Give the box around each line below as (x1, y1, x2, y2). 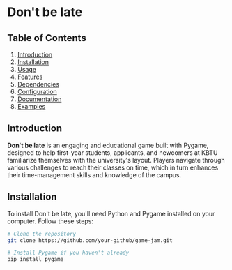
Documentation (17, 95, 62, 103)
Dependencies (17, 80, 60, 88)
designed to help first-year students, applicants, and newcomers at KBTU (7, 148, 218, 157)
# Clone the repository (7, 230, 77, 237)
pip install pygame (7, 256, 64, 263)
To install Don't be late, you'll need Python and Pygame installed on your (7, 209, 215, 218)
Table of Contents (7, 32, 87, 44)
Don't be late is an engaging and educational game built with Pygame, (7, 141, 209, 149)
